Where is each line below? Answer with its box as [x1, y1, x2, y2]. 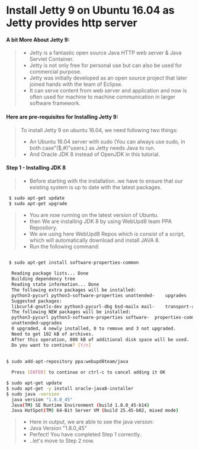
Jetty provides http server [6, 16, 137, 30]
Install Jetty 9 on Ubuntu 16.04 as [6, 4, 175, 17]
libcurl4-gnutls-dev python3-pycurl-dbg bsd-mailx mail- [11, 304, 155, 309]
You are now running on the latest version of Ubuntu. [29, 211, 159, 218]
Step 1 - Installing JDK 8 [6, 164, 66, 171]
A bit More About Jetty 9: [6, 36, 70, 43]
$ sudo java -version [6, 391, 60, 397]
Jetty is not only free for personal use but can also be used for [29, 62, 182, 69]
